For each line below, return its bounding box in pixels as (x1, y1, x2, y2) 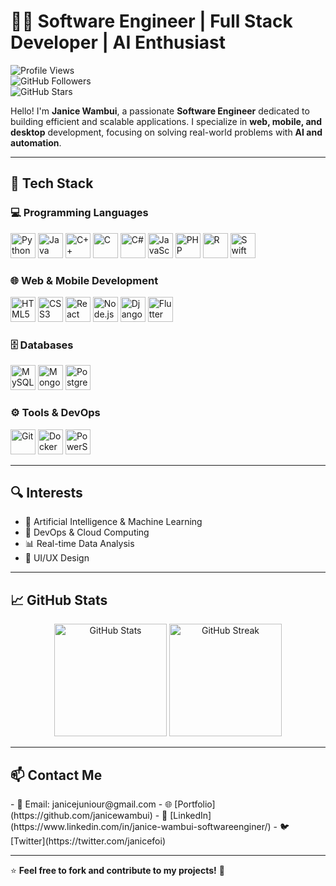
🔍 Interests (10, 484, 83, 501)
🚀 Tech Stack (10, 175, 94, 192)
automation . (10, 136, 62, 149)
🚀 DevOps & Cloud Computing (24, 526, 150, 539)
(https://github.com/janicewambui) (10, 809, 153, 821)
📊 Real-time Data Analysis (24, 538, 135, 550)
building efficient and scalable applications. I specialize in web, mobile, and (10, 115, 323, 127)
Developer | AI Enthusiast (10, 31, 226, 54)
